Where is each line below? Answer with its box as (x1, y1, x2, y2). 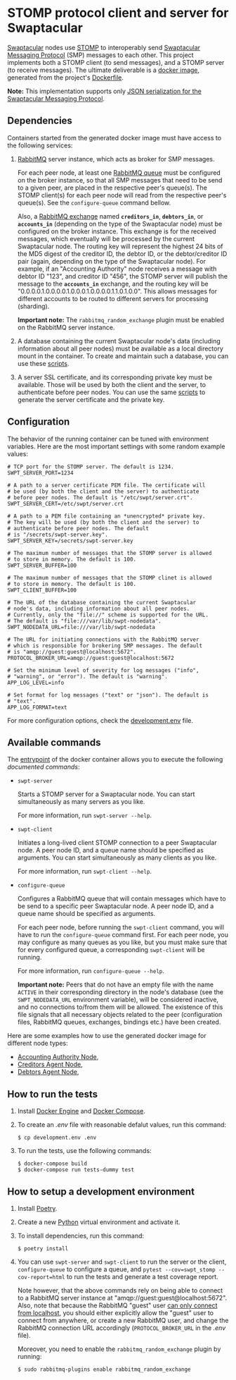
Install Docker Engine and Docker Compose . (17, 1107, 146, 1116)
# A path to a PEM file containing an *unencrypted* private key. (7, 513, 206, 520)
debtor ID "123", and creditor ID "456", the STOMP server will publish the (17, 271, 228, 280)
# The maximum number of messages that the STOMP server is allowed (7, 549, 212, 556)
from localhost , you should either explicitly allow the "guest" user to (17, 1309, 214, 1317)
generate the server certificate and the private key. (17, 395, 165, 403)
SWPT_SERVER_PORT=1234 (7, 469, 74, 477)
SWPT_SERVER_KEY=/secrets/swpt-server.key (7, 537, 133, 544)
